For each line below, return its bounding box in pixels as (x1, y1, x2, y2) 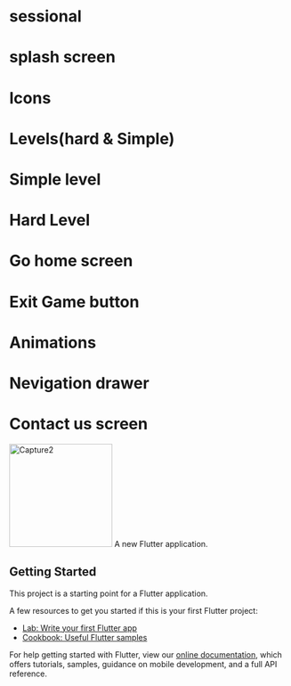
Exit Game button (9, 291, 140, 312)
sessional (9, 6, 82, 27)
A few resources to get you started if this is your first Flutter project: (9, 605, 258, 616)
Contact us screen (9, 414, 149, 434)
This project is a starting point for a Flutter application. (9, 588, 208, 599)
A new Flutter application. (114, 538, 208, 549)
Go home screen (9, 251, 133, 271)
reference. (9, 668, 47, 679)
